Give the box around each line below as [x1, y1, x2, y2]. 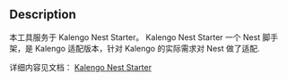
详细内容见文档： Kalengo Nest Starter [9, 61, 152, 72]
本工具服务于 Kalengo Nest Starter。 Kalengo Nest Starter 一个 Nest [9, 31, 261, 43]
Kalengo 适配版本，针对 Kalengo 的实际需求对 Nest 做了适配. [34, 43, 260, 53]
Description [9, 7, 76, 22]
